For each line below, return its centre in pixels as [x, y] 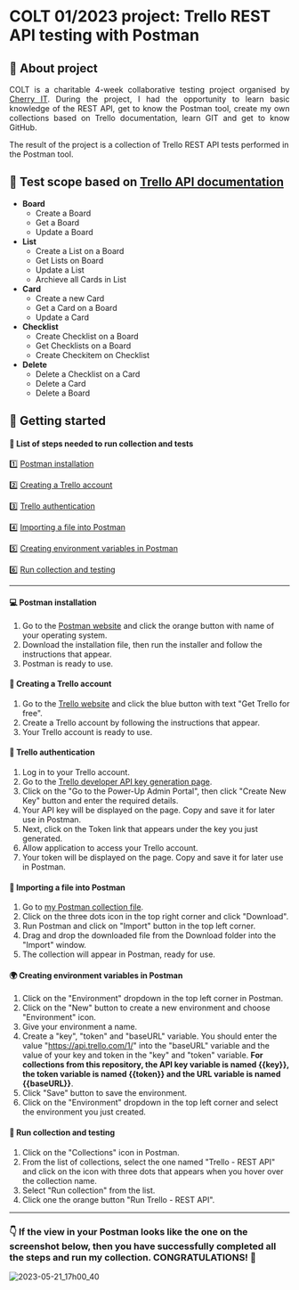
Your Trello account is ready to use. [87, 731]
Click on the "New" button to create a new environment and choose [146, 1008]
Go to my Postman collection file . [83, 907]
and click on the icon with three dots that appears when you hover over [153, 1171]
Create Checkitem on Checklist [92, 355]
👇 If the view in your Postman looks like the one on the [129, 1231]
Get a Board [57, 222]
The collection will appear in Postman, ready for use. [119, 954]
